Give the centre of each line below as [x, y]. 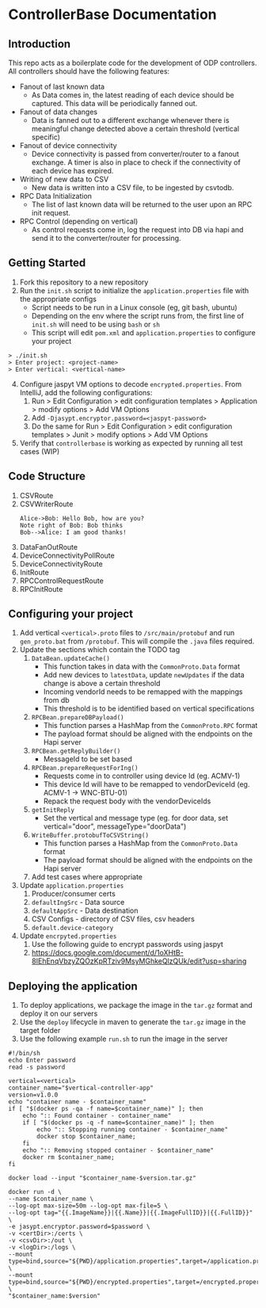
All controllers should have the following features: [89, 71]
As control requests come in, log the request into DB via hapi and [137, 230]
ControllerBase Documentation [112, 15]
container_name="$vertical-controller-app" [81, 1088]
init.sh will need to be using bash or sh [96, 324]
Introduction [40, 44]
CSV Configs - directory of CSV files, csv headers [113, 919]
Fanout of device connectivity [68, 145]
